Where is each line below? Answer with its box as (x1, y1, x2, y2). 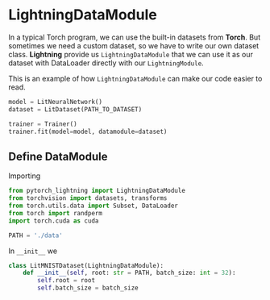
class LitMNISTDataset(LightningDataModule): (8, 261, 164, 269)
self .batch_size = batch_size (37, 284, 139, 292)
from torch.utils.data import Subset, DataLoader (8, 202, 179, 210)
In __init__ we (8, 246, 58, 256)
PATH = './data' (8, 231, 63, 240)
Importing (8, 171, 41, 181)
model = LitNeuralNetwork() (8, 98, 103, 106)
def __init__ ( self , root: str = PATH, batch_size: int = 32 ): (23, 269, 236, 277)
